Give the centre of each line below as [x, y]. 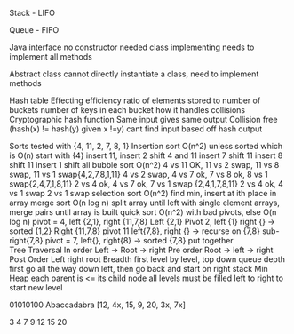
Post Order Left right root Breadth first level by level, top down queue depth [147, 259]
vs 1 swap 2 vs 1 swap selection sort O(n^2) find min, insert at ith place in [143, 193]
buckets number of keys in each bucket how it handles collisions [127, 110]
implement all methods [51, 56]
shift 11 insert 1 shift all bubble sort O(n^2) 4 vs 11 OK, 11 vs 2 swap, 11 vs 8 [144, 165]
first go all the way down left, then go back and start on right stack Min [139, 269]
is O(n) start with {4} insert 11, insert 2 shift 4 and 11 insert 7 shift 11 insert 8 [146, 155]
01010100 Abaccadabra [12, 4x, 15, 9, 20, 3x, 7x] [98, 305]
